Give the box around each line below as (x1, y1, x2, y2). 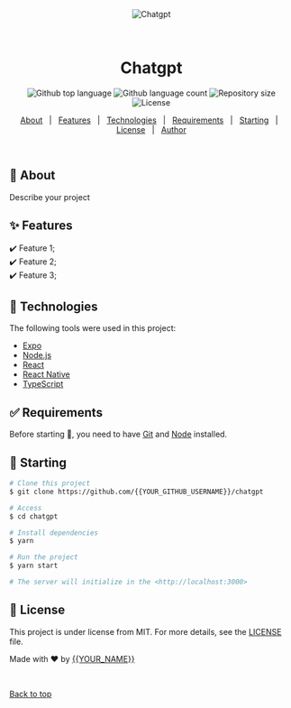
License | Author (115, 124, 187, 134)
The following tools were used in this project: (9, 323, 177, 334)
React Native (22, 369, 70, 380)
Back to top (9, 688, 52, 699)
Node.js (22, 350, 52, 361)
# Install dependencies (9, 528, 99, 538)
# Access (9, 503, 42, 512)
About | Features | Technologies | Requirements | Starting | (20, 115, 278, 125)
